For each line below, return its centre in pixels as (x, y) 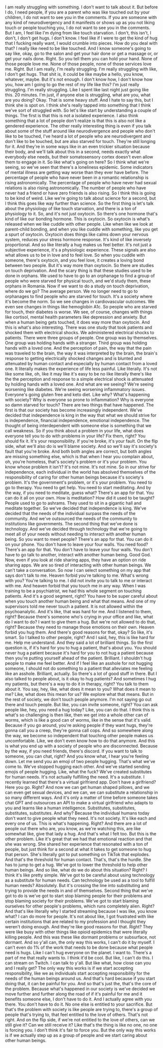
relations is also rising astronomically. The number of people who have (76, 188)
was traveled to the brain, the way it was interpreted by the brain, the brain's (81, 353)
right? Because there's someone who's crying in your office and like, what (79, 617)
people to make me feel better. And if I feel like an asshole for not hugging (79, 663)
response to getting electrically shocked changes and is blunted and (73, 358)
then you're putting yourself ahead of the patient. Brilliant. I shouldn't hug (78, 658)
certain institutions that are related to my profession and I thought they (75, 922)
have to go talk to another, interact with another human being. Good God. (78, 555)
